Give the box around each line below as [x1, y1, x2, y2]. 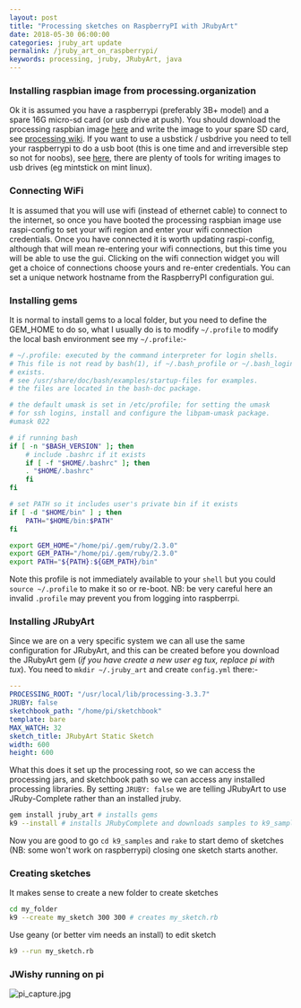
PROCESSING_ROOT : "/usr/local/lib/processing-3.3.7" [9, 690, 211, 699]
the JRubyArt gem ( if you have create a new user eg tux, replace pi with [9, 654, 275, 665]
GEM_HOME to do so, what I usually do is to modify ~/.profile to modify [9, 324, 279, 335]
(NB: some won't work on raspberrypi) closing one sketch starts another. [9, 845, 279, 855]
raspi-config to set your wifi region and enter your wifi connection [9, 224, 253, 234]
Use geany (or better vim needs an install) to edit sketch [9, 930, 217, 941]
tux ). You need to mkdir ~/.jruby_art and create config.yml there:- [9, 664, 258, 675]
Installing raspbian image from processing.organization [9, 84, 257, 97]
